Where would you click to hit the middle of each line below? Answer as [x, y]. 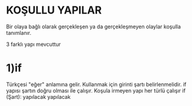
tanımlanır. [19, 32]
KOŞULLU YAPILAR [54, 10]
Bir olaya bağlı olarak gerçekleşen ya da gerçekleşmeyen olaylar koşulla [94, 26]
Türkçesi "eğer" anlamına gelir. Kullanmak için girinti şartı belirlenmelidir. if [96, 84]
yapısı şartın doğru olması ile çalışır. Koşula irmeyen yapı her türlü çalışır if [96, 90]
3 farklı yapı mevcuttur [33, 44]
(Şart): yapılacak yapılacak [38, 97]
